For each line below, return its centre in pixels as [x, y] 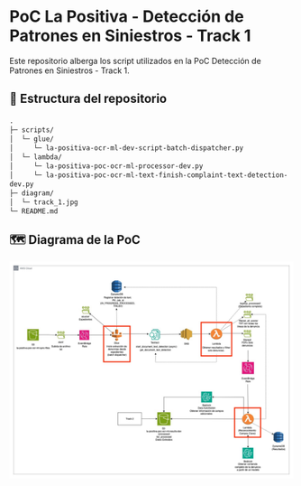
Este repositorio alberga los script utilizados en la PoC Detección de [135, 61]
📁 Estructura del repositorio [88, 99]
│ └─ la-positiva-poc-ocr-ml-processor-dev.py [106, 166]
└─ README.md [34, 211]
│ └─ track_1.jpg [44, 202]
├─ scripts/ [32, 130]
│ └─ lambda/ [36, 157]
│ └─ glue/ [32, 139]
